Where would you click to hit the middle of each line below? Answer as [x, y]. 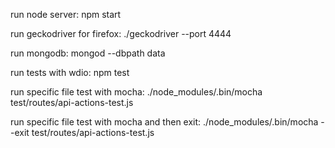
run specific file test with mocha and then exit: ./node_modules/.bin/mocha [164, 122]
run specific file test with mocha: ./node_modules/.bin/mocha [136, 92]
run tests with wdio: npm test [70, 72]
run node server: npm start [66, 14]
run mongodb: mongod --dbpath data [88, 53]
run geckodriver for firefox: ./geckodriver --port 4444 [121, 33]
